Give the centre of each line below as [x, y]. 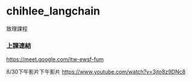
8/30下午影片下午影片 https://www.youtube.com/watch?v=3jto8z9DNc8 [96, 72]
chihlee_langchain [53, 11]
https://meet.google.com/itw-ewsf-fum [55, 59]
